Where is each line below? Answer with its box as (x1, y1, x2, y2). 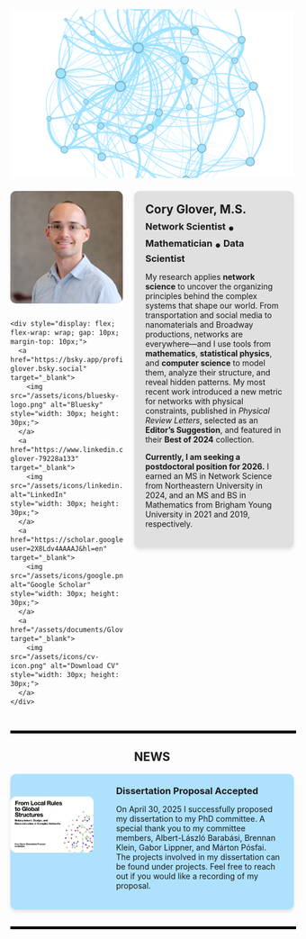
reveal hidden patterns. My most (145, 377, 266, 387)
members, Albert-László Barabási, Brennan (116, 832, 276, 843)
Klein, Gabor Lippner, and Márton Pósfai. (116, 842, 266, 853)
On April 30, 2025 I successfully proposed (116, 803, 274, 814)
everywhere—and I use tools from (145, 339, 272, 349)
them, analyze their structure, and (145, 367, 271, 377)
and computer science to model (145, 357, 266, 368)
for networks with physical (145, 396, 244, 406)
